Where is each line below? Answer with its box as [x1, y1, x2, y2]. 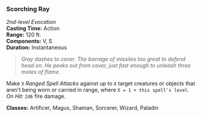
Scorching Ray [6, 5, 50, 13]
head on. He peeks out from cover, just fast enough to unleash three [20, 62, 191, 69]
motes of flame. [20, 68, 61, 76]
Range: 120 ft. [6, 31, 42, 38]
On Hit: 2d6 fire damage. [6, 92, 66, 100]
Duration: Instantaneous [6, 44, 67, 51]
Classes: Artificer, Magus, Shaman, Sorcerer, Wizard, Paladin [6, 104, 158, 112]
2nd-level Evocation [6, 19, 56, 26]
